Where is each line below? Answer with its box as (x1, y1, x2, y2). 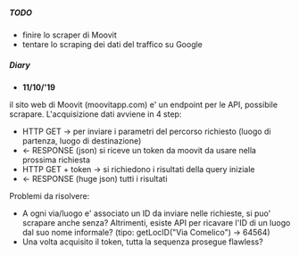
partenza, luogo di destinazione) (21, 135, 142, 146)
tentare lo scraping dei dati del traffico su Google (21, 38, 203, 49)
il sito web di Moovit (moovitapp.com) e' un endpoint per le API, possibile (9, 99, 278, 110)
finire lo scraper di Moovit (21, 29, 118, 40)
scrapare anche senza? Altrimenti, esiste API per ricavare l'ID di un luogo (21, 217, 291, 227)
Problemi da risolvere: (9, 190, 90, 201)
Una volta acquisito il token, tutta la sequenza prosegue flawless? (21, 236, 263, 247)
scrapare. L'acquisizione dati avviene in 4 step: (9, 108, 182, 120)
